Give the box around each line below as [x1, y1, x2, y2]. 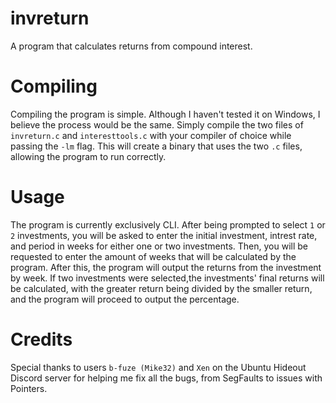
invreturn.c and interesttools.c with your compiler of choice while [10, 129, 292, 141]
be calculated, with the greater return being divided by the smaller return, [10, 282, 313, 294]
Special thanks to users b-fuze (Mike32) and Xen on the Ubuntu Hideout [10, 361, 307, 373]
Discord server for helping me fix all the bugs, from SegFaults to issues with [10, 372, 323, 384]
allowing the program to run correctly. [10, 150, 167, 162]
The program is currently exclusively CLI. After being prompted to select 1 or [10, 218, 326, 231]
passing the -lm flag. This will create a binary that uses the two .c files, [10, 140, 303, 152]
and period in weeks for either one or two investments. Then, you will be [10, 240, 308, 252]
